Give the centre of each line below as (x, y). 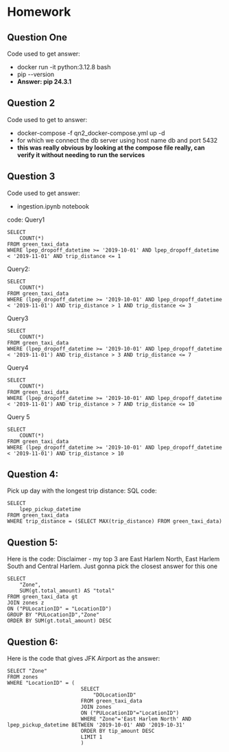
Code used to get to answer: (47, 119)
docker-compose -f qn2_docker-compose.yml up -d (91, 133)
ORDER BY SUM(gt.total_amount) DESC (59, 621)
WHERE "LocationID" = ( (41, 683)
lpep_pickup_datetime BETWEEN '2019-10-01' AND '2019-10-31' (96, 725)
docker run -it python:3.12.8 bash (64, 67)
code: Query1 (26, 220)
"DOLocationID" (114, 695)
